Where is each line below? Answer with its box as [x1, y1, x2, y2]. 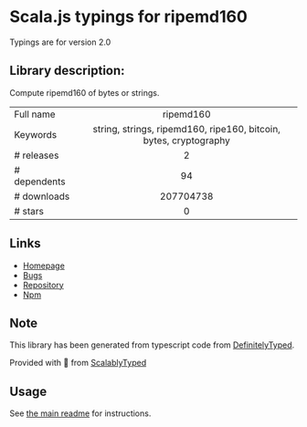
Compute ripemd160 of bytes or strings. [9, 87, 160, 98]
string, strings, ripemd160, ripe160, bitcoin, [92, 122, 281, 135]
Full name [14, 108, 57, 120]
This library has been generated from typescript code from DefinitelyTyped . [9, 339, 295, 350]
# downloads [14, 190, 70, 203]
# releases [14, 149, 59, 161]
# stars [14, 204, 44, 217]
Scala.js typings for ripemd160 [9, 6, 249, 27]
